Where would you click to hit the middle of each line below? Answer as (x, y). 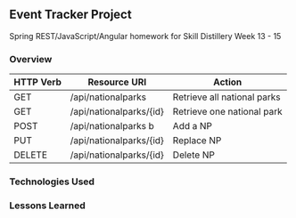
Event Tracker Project (70, 15)
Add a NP (192, 126)
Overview (31, 59)
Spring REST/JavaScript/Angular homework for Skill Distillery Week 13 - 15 (145, 36)
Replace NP (197, 141)
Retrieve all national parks (226, 97)
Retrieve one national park (227, 112)
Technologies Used (52, 182)
